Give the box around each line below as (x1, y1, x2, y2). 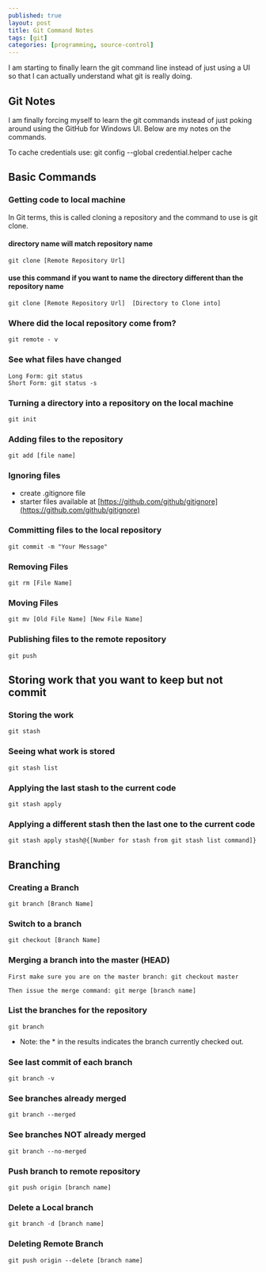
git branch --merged (8, 1111, 77, 1119)
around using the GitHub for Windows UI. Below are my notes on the (8, 124, 231, 133)
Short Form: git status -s (8, 379, 97, 387)
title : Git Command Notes (8, 26, 93, 34)
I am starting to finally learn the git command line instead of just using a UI (8, 63, 251, 72)
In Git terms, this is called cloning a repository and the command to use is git (8, 212, 258, 222)
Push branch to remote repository (8, 1166, 141, 1177)
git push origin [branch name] (8, 1184, 112, 1192)
